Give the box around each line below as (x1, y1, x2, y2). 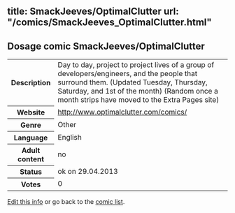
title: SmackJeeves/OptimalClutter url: (7, 6, 180, 17)
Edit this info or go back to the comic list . (7, 197, 125, 205)
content (17, 154, 44, 163)
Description (10, 78, 51, 87)
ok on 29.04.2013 (57, 166, 118, 176)
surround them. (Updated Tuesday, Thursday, (57, 78, 208, 87)
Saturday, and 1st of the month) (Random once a (57, 87, 218, 96)
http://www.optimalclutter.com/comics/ (57, 107, 187, 117)
